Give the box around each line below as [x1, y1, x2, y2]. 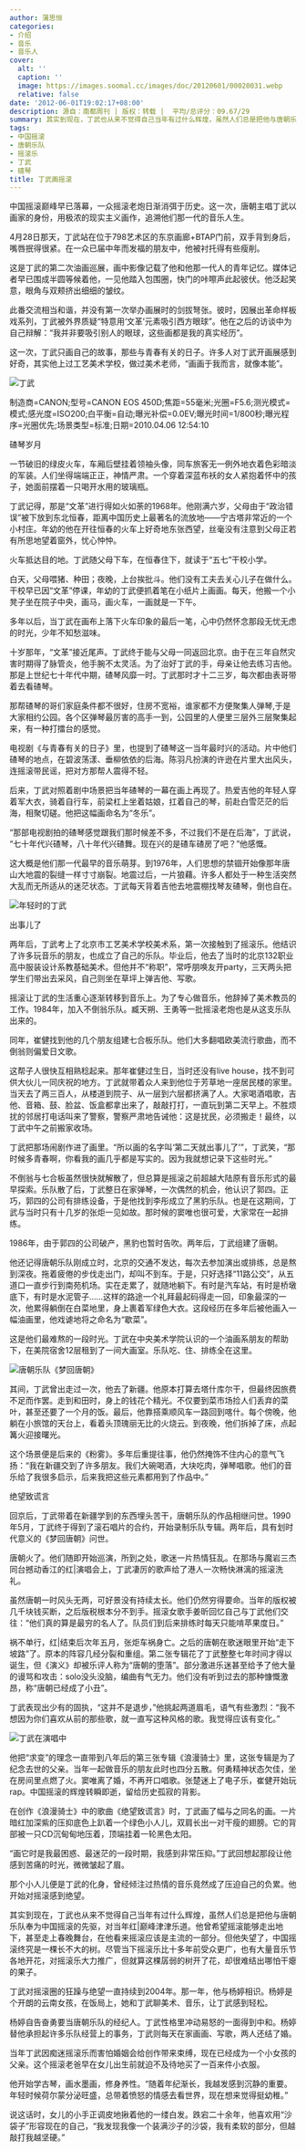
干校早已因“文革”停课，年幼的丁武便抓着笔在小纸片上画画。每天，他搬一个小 [9, 585, 296, 596]
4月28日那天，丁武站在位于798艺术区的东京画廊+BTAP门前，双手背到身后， [9, 232, 296, 243]
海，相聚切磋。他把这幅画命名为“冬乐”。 [9, 808, 161, 819]
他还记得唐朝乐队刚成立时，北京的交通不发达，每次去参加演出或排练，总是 [9, 1257, 289, 1269]
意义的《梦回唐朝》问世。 [16, 1533, 114, 1544]
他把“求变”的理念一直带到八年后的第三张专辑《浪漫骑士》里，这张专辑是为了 [9, 1752, 296, 1763]
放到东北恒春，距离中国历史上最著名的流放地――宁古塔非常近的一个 [36, 512, 293, 523]
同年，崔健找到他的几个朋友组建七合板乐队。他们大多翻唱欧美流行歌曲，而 [9, 1035, 289, 1046]
